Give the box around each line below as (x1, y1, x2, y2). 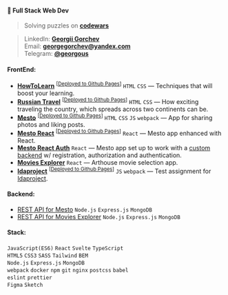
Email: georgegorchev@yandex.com (23, 42, 131, 50)
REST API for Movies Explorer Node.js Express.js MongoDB (17, 212, 180, 221)
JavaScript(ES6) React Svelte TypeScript (7, 245, 124, 252)
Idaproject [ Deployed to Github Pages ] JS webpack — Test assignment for (17, 166, 211, 175)
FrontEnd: (7, 65, 37, 73)
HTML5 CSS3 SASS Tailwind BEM (7, 252, 88, 259)
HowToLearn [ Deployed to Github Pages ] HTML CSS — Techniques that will (17, 81, 213, 90)
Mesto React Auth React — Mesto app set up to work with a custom (17, 144, 211, 152)
